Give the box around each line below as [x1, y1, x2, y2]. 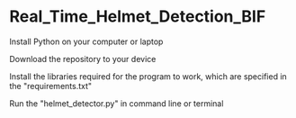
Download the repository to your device [9, 53, 157, 64]
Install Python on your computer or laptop [9, 36, 164, 47]
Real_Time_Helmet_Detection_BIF [9, 6, 266, 27]
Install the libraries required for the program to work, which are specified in [9, 70, 288, 82]
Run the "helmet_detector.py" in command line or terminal [9, 97, 224, 109]
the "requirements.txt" [9, 80, 93, 91]
